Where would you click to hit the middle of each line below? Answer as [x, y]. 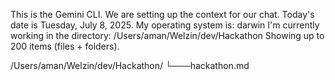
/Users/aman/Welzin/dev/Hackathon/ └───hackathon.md [130, 65]
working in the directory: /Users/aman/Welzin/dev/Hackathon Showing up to [167, 35]
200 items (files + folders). [65, 46]
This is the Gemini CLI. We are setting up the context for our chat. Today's [162, 14]
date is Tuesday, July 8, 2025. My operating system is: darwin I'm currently [165, 25]
